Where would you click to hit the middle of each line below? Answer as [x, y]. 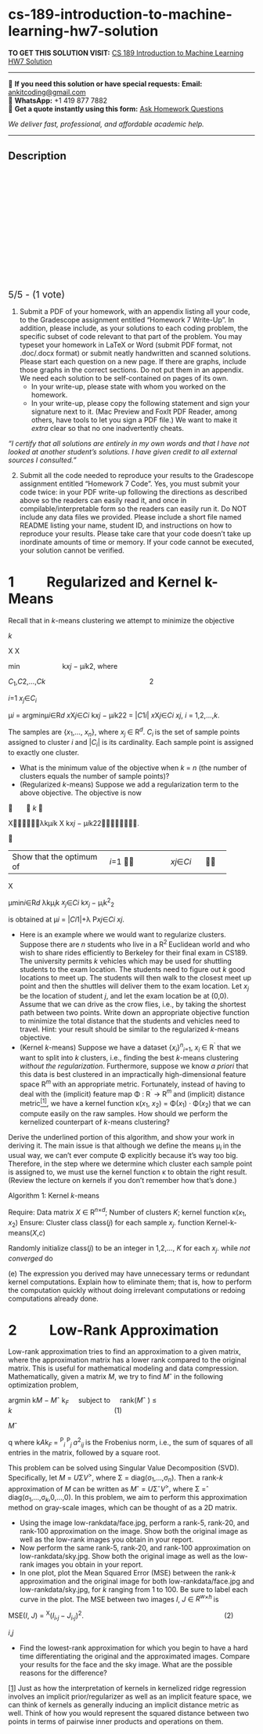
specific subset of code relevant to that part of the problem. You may [131, 336]
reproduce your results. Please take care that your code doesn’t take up [135, 533]
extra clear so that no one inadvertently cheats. [107, 428]
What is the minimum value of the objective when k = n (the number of [133, 768]
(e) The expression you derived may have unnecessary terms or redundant [129, 1273]
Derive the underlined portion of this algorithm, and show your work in [121, 1137]
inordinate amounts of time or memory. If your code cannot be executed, [137, 542]
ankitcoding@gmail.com [47, 92]
